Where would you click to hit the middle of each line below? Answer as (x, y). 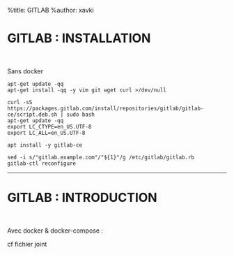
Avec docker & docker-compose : (55, 231)
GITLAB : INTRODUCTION (83, 198)
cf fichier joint (27, 244)
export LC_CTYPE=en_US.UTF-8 (49, 126)
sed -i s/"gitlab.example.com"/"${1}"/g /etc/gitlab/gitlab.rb (101, 157)
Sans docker (25, 71)
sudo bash (81, 115)
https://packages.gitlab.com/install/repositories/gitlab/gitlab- (106, 108)
